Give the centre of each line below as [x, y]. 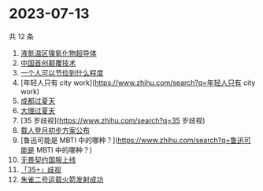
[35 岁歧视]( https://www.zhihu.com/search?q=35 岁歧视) [113, 120]
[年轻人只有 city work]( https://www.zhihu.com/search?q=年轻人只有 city [138, 83]
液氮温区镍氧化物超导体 [58, 53]
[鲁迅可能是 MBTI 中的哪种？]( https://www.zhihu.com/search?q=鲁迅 [132, 140]
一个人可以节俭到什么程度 [62, 72]
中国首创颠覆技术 [48, 63]
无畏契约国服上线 [48, 160]
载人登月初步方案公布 [55, 130]
